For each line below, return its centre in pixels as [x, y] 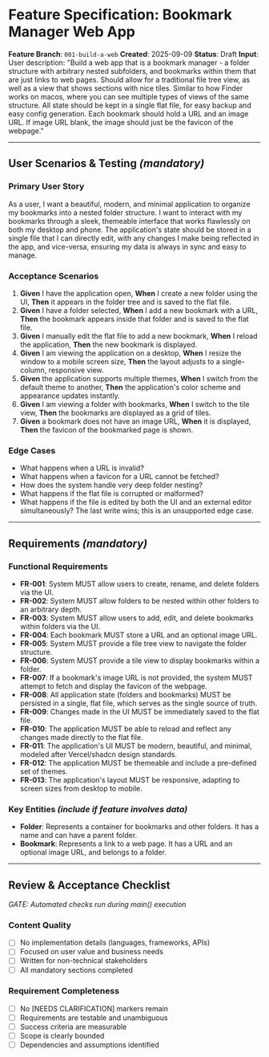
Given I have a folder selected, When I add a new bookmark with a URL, [139, 310]
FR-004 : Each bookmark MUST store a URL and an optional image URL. [139, 635]
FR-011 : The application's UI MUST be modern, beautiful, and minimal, [136, 746]
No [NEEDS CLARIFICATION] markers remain [94, 1008]
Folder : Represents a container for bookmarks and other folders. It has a [139, 827]
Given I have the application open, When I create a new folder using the [139, 293]
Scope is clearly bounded [62, 1036]
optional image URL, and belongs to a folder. [93, 852]
